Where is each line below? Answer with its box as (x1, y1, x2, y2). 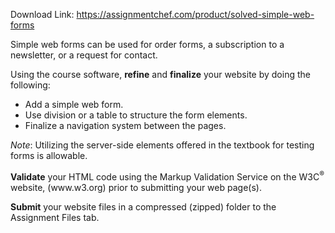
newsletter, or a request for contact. (10, 49, 158, 61)
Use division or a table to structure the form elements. (24, 109, 248, 121)
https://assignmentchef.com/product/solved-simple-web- (76, 9, 315, 20)
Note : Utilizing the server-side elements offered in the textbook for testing (10, 139, 315, 151)
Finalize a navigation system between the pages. (24, 120, 227, 131)
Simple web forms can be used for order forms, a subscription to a (10, 39, 285, 50)
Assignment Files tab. (10, 211, 100, 223)
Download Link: (10, 9, 75, 20)
